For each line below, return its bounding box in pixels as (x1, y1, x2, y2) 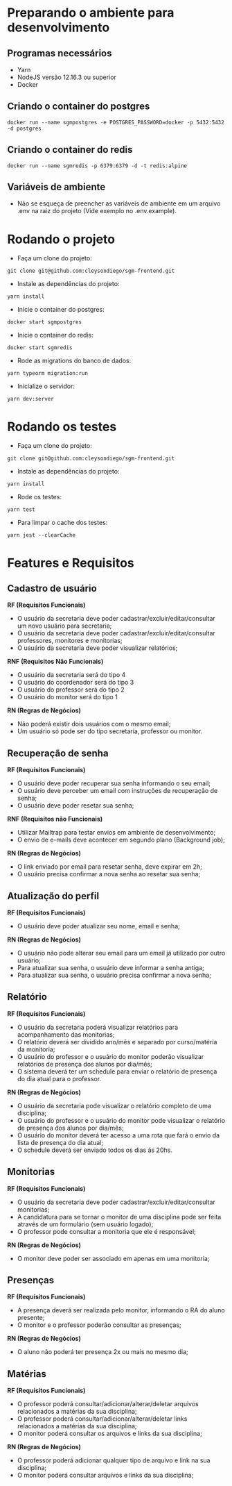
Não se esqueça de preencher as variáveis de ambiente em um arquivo (17, 199, 221, 208)
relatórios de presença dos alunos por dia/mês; (17, 1060, 152, 1068)
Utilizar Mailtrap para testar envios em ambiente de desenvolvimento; (17, 828, 216, 837)
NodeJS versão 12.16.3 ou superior (17, 73, 116, 81)
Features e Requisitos (7, 555, 135, 571)
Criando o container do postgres (7, 101, 150, 112)
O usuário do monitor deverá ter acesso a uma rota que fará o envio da (17, 1130, 220, 1139)
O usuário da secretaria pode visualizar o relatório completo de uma (17, 1101, 211, 1110)
